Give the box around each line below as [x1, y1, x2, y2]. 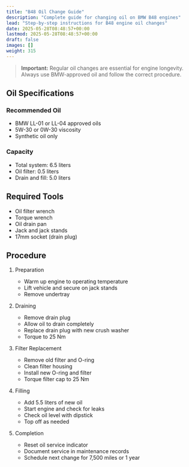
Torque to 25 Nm [23, 333, 66, 340]
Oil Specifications [6, 88, 74, 99]
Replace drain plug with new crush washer [23, 327, 130, 334]
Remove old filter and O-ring [23, 356, 95, 364]
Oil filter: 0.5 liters [14, 168, 59, 175]
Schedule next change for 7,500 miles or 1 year [23, 454, 140, 462]
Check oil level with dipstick [23, 412, 93, 419]
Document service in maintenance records [23, 448, 130, 455]
